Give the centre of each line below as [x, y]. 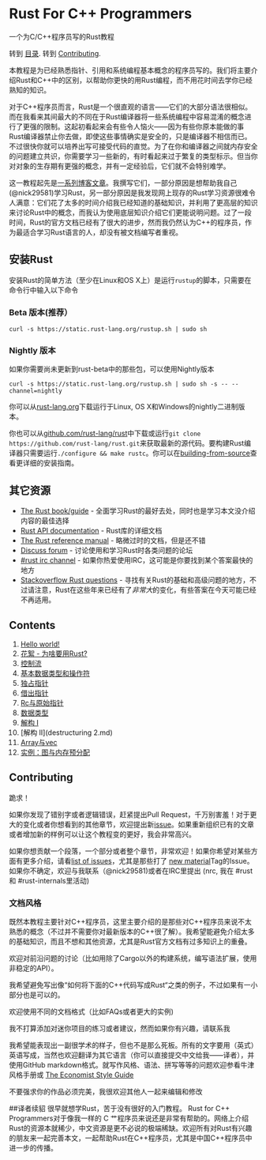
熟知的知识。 [30, 90]
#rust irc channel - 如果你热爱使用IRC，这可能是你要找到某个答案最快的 [137, 560]
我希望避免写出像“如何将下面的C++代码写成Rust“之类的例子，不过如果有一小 [133, 985]
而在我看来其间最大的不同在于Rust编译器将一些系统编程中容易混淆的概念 [127, 116]
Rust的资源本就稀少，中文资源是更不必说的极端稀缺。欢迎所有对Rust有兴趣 [131, 1128]
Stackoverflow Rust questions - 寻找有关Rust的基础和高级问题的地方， [135, 580]
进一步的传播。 [33, 1148]
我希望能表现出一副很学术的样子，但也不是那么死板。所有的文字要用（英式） [133, 1045]
